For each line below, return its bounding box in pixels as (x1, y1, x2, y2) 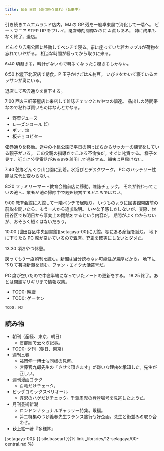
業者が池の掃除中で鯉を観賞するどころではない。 (26, 189, 125, 195)
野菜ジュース (12, 115, 38, 121)
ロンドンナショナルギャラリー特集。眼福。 (19, 407, 106, 414)
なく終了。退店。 (5, 33, 40, 39)
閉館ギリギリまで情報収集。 (13, 279, 70, 285)
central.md (5, 441, 27, 447)
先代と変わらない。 (13, 173, 52, 179)
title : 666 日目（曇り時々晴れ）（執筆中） (5, 7, 82, 12)
